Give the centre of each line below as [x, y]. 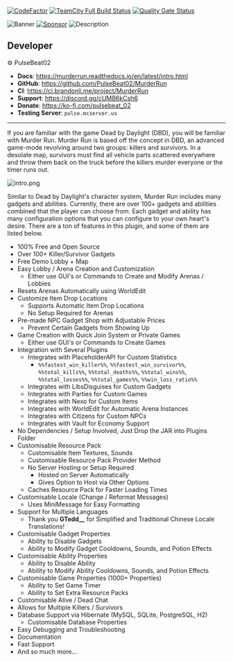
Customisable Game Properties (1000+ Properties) [89, 578]
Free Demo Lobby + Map [53, 261]
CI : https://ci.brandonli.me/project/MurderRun [83, 91]
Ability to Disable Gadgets [64, 541]
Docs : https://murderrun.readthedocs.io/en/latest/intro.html [103, 76]
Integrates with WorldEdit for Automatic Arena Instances [108, 408]
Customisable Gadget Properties [64, 534]
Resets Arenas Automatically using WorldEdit [81, 290]
